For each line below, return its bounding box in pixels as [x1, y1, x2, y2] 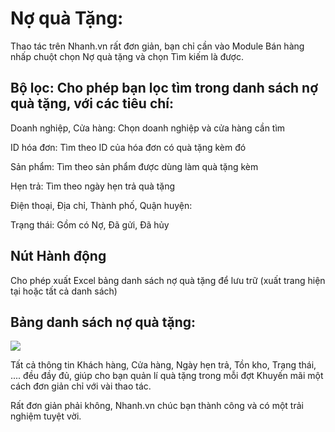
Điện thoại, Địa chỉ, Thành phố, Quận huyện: [10, 199, 193, 211]
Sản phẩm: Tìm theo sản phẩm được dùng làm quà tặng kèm [10, 160, 259, 172]
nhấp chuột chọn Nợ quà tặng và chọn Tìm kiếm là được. [10, 50, 244, 62]
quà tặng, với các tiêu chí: [10, 95, 175, 112]
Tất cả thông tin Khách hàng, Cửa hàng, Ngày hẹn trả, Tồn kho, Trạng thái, [10, 359, 317, 371]
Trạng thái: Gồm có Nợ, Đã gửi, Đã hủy [10, 218, 170, 231]
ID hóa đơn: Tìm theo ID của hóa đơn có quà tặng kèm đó [10, 141, 247, 153]
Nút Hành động [10, 248, 107, 265]
